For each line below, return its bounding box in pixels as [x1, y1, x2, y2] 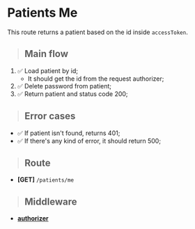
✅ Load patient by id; [17, 66, 79, 74]
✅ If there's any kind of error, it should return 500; [17, 136, 162, 145]
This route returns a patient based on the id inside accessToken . [7, 28, 188, 36]
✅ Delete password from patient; [17, 81, 112, 90]
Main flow [24, 48, 68, 60]
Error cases [24, 110, 76, 123]
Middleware [24, 196, 77, 207]
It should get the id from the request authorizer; [27, 74, 164, 83]
